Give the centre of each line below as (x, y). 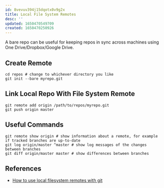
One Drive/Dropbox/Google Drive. (40, 47)
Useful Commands (34, 125)
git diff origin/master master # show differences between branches (77, 153)
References (23, 168)
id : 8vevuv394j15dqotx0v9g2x (35, 10)
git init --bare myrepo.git (34, 79)
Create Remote (29, 63)
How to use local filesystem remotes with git (57, 181)
